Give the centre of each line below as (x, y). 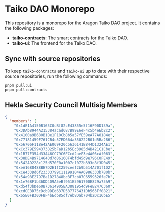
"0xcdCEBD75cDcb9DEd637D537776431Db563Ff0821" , (64, 191)
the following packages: (30, 28)
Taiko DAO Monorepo (50, 9)
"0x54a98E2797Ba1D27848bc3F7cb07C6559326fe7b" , (64, 177)
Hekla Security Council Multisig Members (71, 105)
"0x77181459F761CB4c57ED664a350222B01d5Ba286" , (64, 140)
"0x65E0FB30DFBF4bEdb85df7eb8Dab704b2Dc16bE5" (63, 196)
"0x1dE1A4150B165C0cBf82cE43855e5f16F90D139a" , (64, 126)
